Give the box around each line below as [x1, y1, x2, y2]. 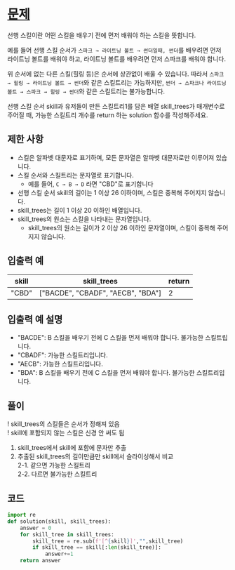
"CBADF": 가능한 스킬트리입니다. [17, 351, 108, 359]
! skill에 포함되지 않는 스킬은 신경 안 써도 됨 [7, 429, 125, 437]
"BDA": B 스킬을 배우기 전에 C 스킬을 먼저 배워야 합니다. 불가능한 [17, 369, 195, 377]
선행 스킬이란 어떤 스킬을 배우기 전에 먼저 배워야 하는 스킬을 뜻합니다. [7, 31, 196, 39]
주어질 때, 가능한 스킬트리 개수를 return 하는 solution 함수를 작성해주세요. [7, 110, 208, 119]
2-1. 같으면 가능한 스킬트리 [17, 461, 91, 470]
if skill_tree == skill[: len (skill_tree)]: [32, 544, 161, 551]
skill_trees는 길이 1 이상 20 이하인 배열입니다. [17, 206, 142, 214]
